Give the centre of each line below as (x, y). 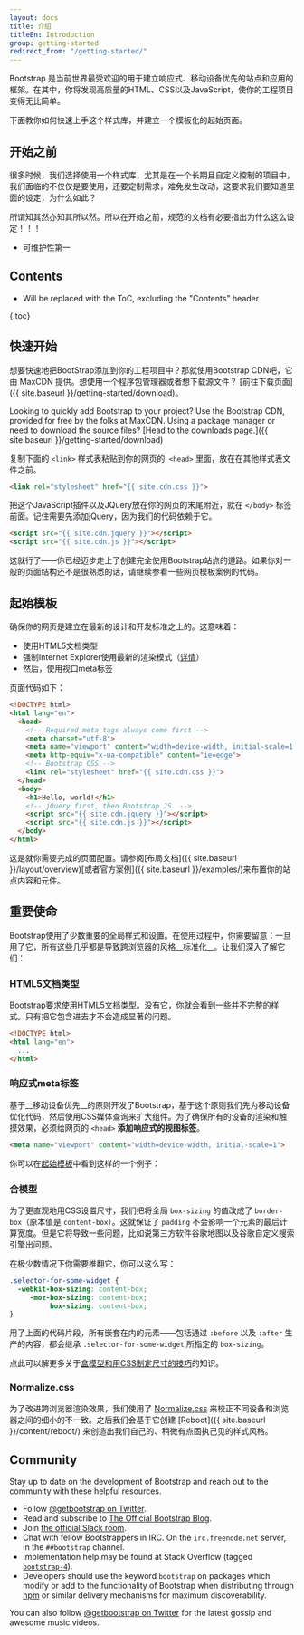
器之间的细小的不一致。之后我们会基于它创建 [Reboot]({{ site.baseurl (138, 1420)
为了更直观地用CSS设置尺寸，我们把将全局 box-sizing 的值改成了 (131, 1210)
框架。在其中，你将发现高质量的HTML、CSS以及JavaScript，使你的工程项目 (152, 90)
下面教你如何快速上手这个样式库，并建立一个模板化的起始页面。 (128, 120)
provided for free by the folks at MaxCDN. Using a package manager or (142, 420)
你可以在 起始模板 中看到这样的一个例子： (85, 1163)
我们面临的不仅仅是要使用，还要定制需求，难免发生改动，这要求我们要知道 (148, 186)
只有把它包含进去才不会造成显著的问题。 (100, 1016)
